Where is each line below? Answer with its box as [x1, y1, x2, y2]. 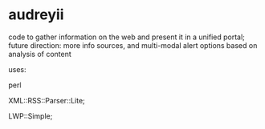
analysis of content [8, 49, 72, 58]
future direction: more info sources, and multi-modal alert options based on [8, 40, 258, 50]
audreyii [8, 6, 64, 24]
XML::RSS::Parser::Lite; [8, 95, 86, 105]
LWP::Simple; [8, 111, 53, 121]
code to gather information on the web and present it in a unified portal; [8, 32, 245, 42]
